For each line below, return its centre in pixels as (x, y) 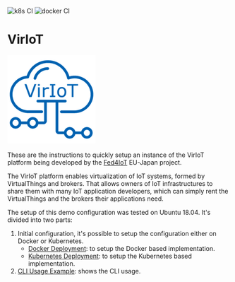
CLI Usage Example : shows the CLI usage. (79, 271)
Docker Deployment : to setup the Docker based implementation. (121, 248)
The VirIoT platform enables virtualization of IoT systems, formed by (106, 176)
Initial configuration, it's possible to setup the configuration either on (117, 233)
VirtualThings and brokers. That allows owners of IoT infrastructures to (110, 183)
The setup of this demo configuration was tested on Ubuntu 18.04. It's (109, 212)
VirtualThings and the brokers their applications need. (85, 199)
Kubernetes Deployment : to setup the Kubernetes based (110, 256)
